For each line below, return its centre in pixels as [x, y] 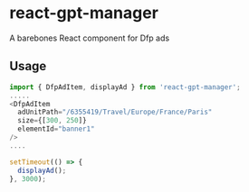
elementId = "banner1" [56, 129]
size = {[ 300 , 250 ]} [53, 121]
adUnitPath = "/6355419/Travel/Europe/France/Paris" [115, 112]
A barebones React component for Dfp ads [90, 38]
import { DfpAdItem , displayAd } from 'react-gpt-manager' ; [125, 87]
